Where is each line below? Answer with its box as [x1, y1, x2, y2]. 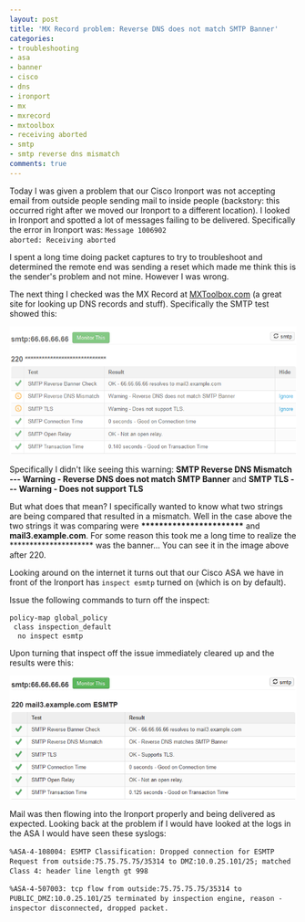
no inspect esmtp [17, 632, 84, 641]
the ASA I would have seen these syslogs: [9, 827, 167, 839]
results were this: [9, 657, 75, 668]
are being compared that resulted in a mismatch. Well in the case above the [9, 511, 293, 522]
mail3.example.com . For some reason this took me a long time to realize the [9, 530, 297, 541]
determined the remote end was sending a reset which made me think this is [9, 261, 297, 272]
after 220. [9, 550, 46, 561]
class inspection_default [13, 623, 112, 632]
